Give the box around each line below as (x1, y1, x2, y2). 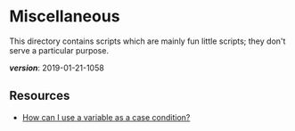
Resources (9, 88, 70, 103)
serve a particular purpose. (9, 45, 110, 55)
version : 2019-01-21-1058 (9, 62, 104, 73)
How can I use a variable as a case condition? (21, 111, 191, 122)
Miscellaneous (9, 6, 120, 27)
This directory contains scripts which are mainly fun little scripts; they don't (9, 36, 286, 46)
